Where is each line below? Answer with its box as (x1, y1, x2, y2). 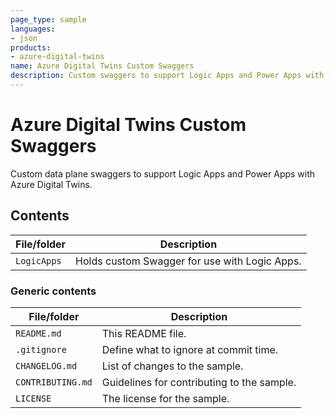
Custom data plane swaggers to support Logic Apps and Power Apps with (10, 167, 316, 180)
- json (10, 33, 38, 43)
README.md (15, 327, 62, 339)
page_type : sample (10, 14, 87, 25)
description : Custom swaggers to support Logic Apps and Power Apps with (10, 71, 325, 81)
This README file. (101, 326, 187, 340)
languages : (10, 24, 56, 34)
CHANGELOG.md (15, 360, 78, 371)
